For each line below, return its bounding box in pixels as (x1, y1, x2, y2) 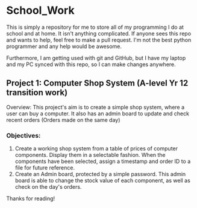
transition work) (6, 88, 68, 98)
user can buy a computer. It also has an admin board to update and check (6, 109, 190, 117)
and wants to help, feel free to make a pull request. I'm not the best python (6, 36, 192, 43)
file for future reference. (14, 164, 75, 171)
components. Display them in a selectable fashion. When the (14, 151, 166, 159)
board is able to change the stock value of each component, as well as (14, 177, 191, 184)
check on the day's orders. (14, 183, 82, 191)
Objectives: (6, 131, 41, 139)
